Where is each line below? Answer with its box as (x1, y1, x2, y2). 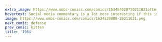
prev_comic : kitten (5, 25, 44, 30)
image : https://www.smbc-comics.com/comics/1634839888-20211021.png (5, 16, 146, 21)
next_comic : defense (5, 20, 47, 26)
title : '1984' (5, 29, 34, 34)
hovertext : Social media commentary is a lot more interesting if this (5, 12, 152, 16)
